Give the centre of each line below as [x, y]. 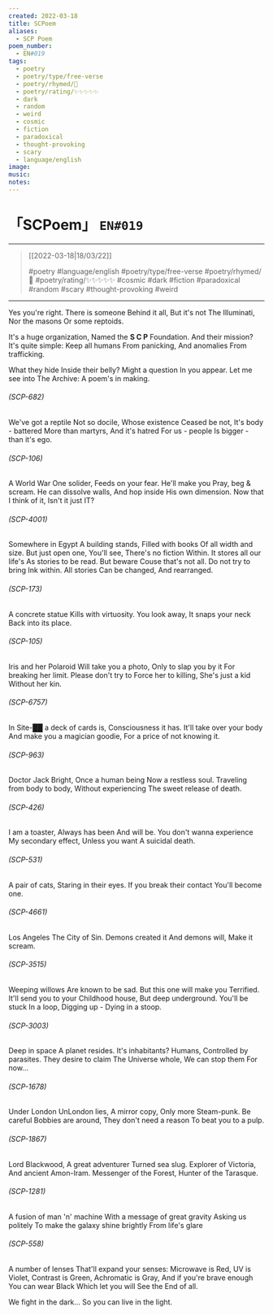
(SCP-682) [26, 397]
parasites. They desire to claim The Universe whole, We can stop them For [133, 1059]
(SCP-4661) [28, 912]
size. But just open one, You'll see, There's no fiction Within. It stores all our [135, 553]
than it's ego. [30, 440]
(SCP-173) [26, 589]
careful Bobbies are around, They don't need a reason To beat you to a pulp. [136, 1120]
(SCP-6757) [28, 702]
